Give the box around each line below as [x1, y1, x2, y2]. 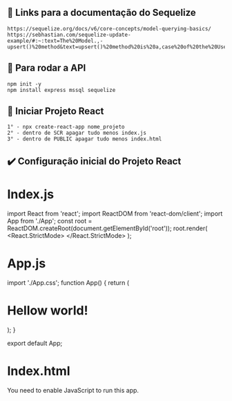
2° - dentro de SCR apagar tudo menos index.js [7, 129, 147, 137]
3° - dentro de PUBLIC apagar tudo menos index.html [7, 136, 162, 142]
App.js [7, 255, 46, 271]
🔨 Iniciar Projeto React [7, 105, 104, 118]
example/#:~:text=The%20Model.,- [7, 37, 104, 44]
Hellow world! [7, 302, 88, 318]
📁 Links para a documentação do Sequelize [7, 7, 197, 19]
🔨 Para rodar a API [7, 62, 86, 74]
